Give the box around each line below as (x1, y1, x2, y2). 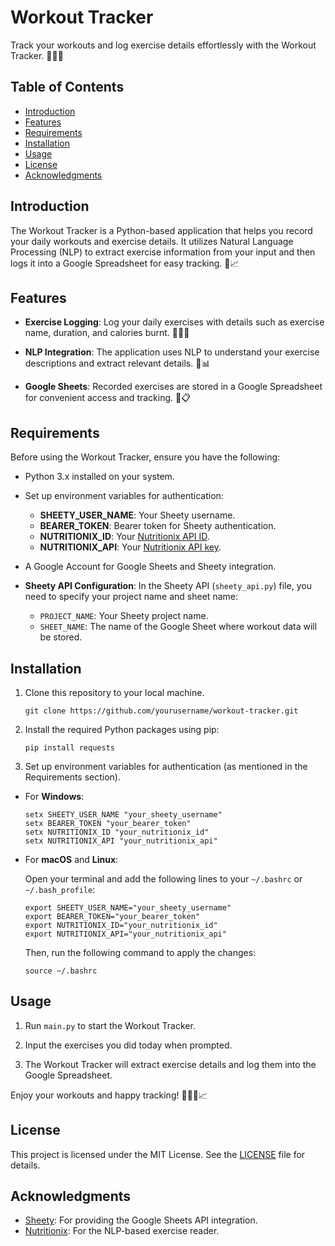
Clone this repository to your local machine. (24, 687, 205, 698)
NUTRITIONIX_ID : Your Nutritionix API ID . (39, 531, 210, 543)
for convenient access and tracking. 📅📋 (24, 392, 191, 404)
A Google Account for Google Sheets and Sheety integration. (24, 561, 277, 573)
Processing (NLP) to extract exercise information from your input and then (10, 246, 316, 258)
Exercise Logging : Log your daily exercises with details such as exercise (24, 316, 325, 328)
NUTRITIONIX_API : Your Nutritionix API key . (39, 541, 222, 553)
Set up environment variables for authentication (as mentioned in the (24, 761, 308, 772)
